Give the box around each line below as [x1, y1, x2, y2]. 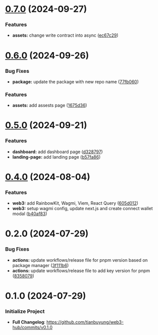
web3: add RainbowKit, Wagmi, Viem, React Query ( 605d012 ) [12, 200, 139, 206]
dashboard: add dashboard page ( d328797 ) [12, 149, 103, 155]
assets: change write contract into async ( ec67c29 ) [12, 32, 119, 38]
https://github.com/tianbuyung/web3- [46, 319, 124, 325]
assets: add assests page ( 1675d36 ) [12, 103, 88, 109]
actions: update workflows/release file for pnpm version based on [12, 257, 148, 263]
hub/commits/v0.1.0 [12, 325, 53, 331]
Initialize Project [5, 308, 45, 315]
